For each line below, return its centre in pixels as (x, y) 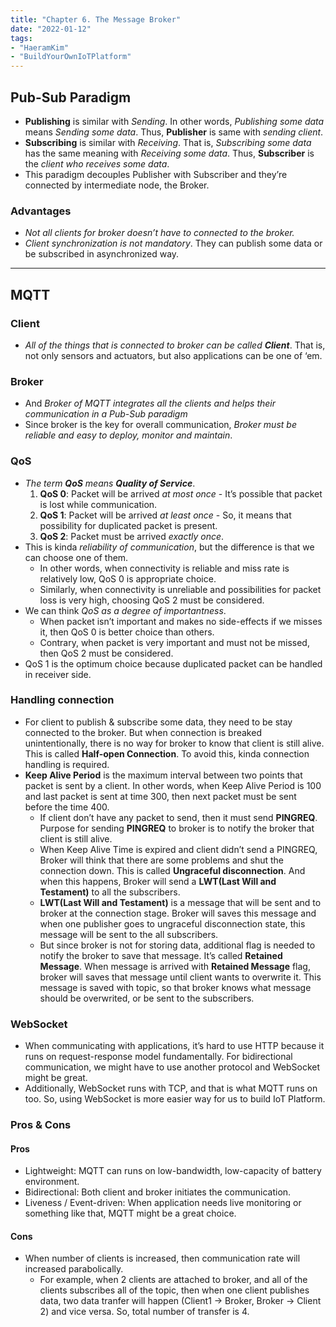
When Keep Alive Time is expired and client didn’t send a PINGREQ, (178, 849)
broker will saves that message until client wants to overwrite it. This (180, 977)
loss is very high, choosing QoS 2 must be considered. (152, 600)
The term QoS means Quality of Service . (110, 483)
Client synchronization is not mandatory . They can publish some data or (173, 243)
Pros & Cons (41, 1125)
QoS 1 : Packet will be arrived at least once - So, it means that (165, 515)
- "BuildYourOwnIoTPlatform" (71, 57)
